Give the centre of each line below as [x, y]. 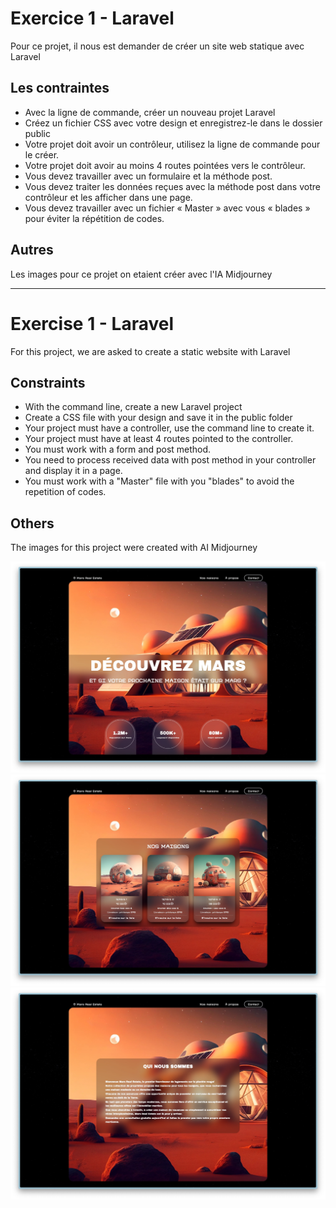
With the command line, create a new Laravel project [133, 407]
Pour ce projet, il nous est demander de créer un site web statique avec [157, 46]
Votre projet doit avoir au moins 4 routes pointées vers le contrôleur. [165, 165]
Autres [32, 250]
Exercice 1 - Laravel [92, 18]
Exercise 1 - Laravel [92, 323]
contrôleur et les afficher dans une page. [108, 197]
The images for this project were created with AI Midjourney [134, 548]
